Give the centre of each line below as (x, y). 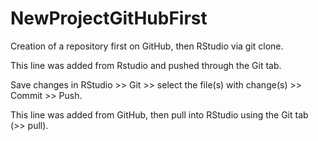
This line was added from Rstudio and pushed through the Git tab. (146, 65)
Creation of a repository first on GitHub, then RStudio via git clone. (147, 46)
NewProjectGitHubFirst (109, 18)
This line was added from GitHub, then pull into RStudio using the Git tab (159, 114)
